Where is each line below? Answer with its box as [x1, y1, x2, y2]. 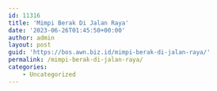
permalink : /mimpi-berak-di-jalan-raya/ [8, 56, 144, 64]
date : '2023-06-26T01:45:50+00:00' [8, 26, 126, 34]
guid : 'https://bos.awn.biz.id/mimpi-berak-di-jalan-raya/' [8, 48, 211, 56]
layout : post [8, 41, 51, 49]
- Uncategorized [22, 70, 77, 78]
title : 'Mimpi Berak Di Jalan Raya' [8, 19, 129, 27]
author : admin [8, 33, 55, 42]
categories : [8, 63, 48, 71]
